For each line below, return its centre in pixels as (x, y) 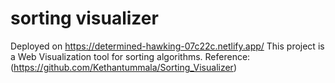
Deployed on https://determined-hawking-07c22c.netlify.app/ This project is (167, 46)
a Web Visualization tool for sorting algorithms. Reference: (130, 56)
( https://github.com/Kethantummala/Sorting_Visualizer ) (124, 67)
